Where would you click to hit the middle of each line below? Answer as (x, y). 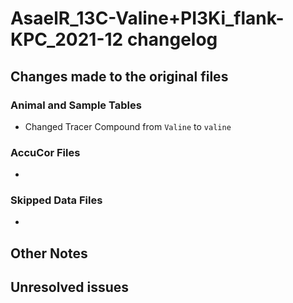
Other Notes (49, 253)
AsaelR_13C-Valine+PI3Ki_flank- (147, 18)
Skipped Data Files (56, 200)
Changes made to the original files (119, 76)
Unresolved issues (70, 287)
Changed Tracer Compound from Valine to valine (128, 126)
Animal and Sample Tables (76, 105)
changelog (172, 39)
